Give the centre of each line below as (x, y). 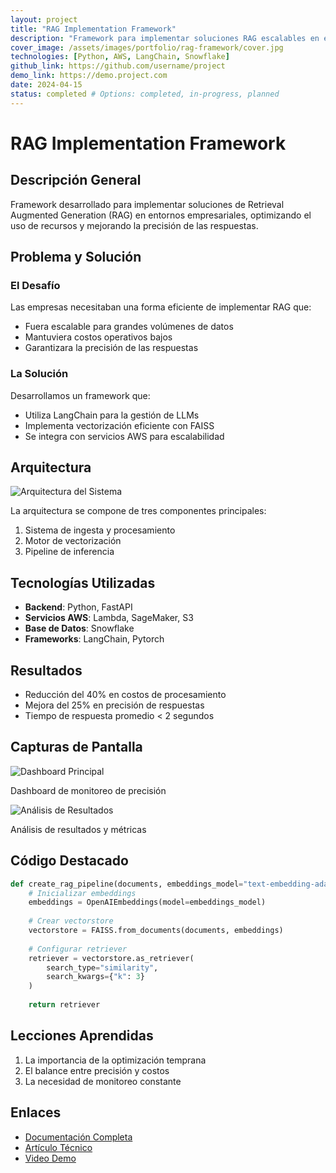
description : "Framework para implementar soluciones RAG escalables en (165, 38)
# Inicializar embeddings (82, 893)
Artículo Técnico (58, 1147)
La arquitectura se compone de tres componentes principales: (138, 511)
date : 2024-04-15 (46, 85)
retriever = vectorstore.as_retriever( (111, 958)
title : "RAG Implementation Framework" (93, 29)
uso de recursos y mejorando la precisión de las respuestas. (134, 225)
